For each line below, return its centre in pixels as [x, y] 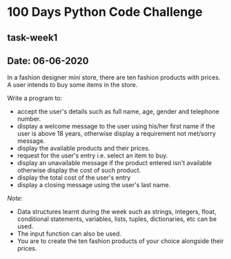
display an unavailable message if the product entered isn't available [114, 163]
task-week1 [32, 38]
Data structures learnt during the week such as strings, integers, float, [117, 212]
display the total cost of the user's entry [74, 178]
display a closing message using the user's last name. [94, 185]
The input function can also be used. [69, 234]
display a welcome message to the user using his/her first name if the [116, 126]
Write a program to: [35, 98]
